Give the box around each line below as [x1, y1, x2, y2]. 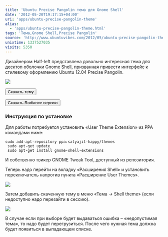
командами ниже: [5, 129, 43, 135]
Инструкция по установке [5, 113, 72, 120]
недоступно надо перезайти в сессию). [5, 196, 90, 202]
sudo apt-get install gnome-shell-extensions [7, 148, 104, 153]
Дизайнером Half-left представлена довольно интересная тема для [5, 58, 150, 64]
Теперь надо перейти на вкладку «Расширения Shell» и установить [5, 166, 149, 172]
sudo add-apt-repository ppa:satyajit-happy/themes [5, 139, 115, 144]
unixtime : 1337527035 [5, 40, 50, 45]
